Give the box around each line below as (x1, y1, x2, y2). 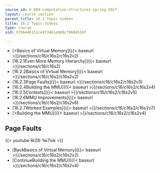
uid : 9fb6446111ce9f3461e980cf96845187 (5, 30, 87, 35)
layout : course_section (5, 12, 54, 17)
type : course (5, 25, 32, 30)
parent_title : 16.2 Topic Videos (5, 16, 73, 21)
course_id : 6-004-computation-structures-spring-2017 (5, 7, 117, 12)
